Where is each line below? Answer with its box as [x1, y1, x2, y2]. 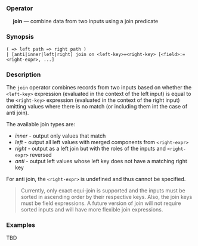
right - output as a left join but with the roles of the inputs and [14, 145, 166, 152]
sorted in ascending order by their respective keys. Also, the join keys [20, 193, 193, 200]
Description [6, 70, 41, 79]
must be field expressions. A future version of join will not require [20, 200, 181, 207]
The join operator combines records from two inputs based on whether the [6, 83, 192, 91]
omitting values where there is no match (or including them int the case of [6, 102, 188, 110]
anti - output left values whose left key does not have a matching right [14, 157, 187, 164]
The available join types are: [6, 120, 76, 127]
